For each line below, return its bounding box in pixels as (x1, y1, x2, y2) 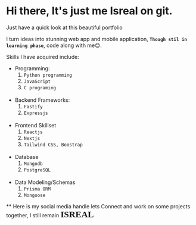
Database (14, 153, 39, 160)
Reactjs (23, 129, 43, 135)
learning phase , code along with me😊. (6, 42, 102, 49)
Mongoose (23, 192, 46, 198)
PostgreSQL (23, 167, 51, 173)
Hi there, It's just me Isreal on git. (6, 4, 173, 18)
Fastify (23, 104, 43, 110)
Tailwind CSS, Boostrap (23, 142, 83, 148)
